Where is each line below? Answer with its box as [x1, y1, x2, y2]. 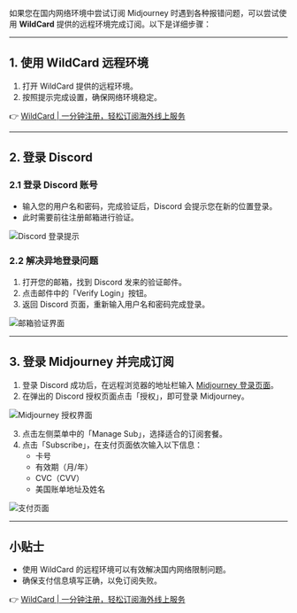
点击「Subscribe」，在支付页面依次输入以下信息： [21, 439, 203, 450]
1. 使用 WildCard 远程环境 [9, 56, 148, 71]
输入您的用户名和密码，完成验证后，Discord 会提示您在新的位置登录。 [21, 200, 278, 211]
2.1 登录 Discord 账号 [9, 179, 99, 191]
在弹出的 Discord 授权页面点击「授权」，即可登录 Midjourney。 [21, 391, 249, 401]
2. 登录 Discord [9, 150, 93, 166]
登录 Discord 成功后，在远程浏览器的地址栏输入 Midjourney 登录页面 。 [21, 379, 278, 390]
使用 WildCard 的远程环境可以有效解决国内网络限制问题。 [21, 564, 232, 575]
